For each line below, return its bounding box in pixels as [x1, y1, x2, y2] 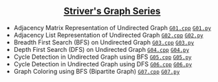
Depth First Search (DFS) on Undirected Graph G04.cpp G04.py [13, 45, 190, 53]
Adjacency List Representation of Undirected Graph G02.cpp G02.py [13, 31, 204, 39]
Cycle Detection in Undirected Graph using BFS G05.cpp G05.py [13, 53, 192, 61]
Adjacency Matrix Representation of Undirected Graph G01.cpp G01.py [13, 23, 212, 31]
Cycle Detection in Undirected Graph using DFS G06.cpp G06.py [13, 59, 193, 68]
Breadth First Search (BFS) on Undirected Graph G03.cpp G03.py [13, 38, 195, 46]
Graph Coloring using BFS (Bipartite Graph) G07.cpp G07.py [13, 67, 180, 75]
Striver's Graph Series [63, 5, 161, 17]
